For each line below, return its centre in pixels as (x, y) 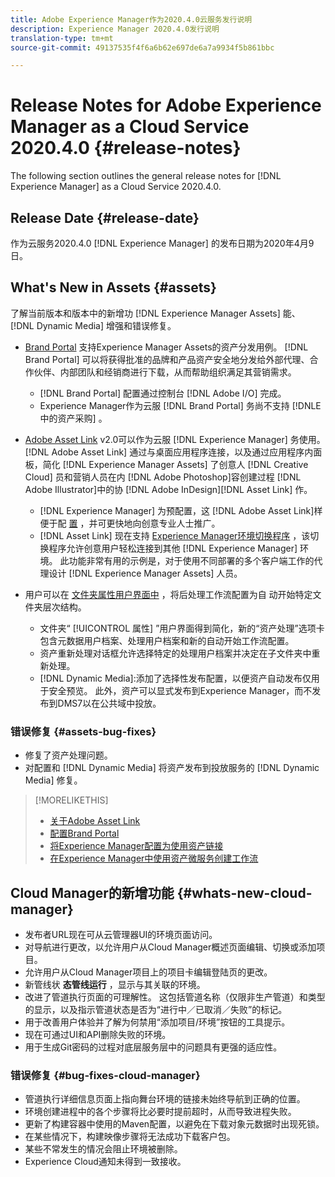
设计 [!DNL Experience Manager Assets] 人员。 (145, 573)
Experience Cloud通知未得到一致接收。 (105, 1162)
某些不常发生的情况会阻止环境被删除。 (103, 1149)
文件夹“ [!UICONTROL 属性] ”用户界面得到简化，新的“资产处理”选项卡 (182, 628)
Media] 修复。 (53, 780)
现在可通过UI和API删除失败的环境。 (98, 1034)
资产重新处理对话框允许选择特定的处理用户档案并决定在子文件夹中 (175, 653)
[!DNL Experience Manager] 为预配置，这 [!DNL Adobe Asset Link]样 (181, 510)
